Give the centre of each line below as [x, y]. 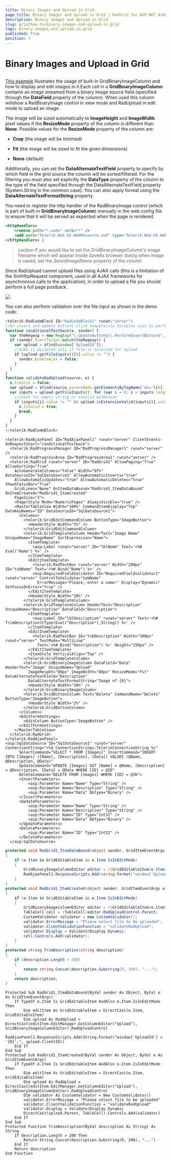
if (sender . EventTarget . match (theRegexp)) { [58, 340]
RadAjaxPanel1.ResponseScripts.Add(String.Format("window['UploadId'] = [84, 1037]
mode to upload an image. [33, 108]
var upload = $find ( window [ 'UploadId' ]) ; [59, 345]
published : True [22, 34]
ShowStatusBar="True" [28, 484]
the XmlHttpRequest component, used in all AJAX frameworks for [74, 276]
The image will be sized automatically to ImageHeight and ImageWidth [80, 118]
